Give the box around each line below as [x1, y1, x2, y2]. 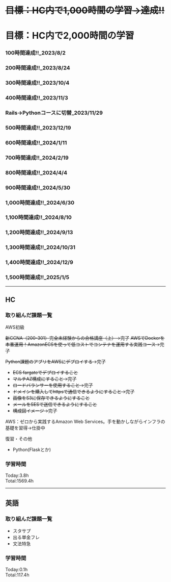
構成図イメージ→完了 [12, 408, 58, 414]
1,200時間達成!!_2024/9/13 [5, 229, 73, 236]
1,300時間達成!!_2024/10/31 [5, 244, 75, 251]
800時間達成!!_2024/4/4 [5, 169, 68, 176]
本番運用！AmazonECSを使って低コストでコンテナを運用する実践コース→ [5, 341, 160, 347]
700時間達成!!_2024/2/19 [5, 154, 69, 161]
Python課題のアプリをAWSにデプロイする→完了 [5, 359, 106, 365]
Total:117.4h [5, 572, 30, 578]
